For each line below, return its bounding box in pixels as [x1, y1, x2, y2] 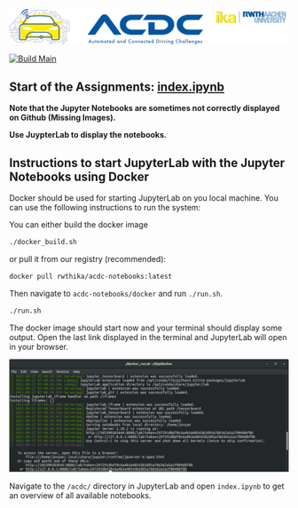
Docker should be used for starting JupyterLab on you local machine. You [9, 193, 279, 203]
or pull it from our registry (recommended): [9, 253, 167, 264]
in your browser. [9, 341, 69, 352]
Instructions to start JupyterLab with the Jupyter [9, 155, 286, 171]
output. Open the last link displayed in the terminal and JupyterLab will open [9, 331, 287, 342]
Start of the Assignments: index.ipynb [9, 79, 224, 94]
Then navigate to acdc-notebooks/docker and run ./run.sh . [9, 288, 223, 298]
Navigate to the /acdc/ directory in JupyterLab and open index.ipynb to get [9, 480, 285, 491]
